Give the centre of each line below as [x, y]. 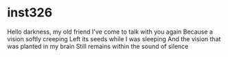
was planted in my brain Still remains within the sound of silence [98, 46]
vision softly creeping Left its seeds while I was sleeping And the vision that [114, 38]
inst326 [30, 13]
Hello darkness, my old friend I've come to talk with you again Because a [110, 32]
